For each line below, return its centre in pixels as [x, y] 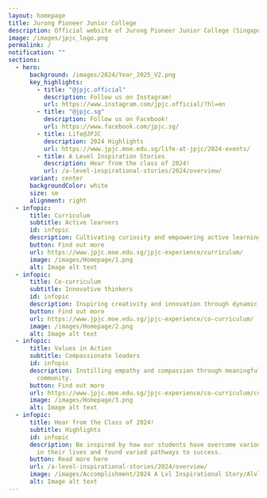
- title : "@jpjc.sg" [71, 112]
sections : [25, 60]
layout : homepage [37, 16]
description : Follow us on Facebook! [106, 119]
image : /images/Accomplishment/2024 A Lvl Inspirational [126, 474]
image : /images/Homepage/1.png [81, 259]
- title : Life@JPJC [69, 134]
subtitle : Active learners [74, 223]
